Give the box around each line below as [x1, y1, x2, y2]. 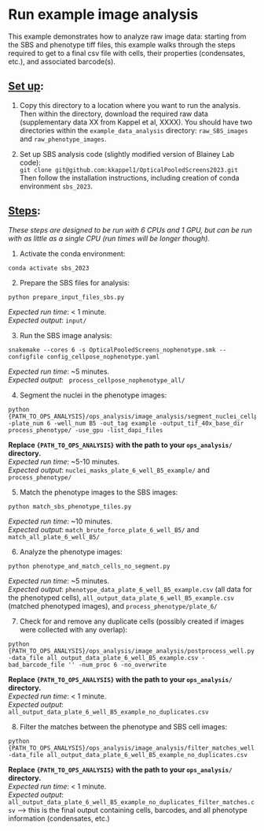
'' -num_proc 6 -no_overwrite [68, 661, 167, 669]
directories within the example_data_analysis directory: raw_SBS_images [19, 125, 249, 135]
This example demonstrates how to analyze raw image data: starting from [8, 32, 247, 41]
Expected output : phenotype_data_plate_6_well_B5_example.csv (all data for [8, 584, 253, 594]
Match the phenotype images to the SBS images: [19, 487, 178, 497]
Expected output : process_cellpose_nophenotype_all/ [8, 375, 185, 384]
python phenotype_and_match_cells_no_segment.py [8, 562, 170, 570]
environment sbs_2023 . [19, 181, 93, 191]
